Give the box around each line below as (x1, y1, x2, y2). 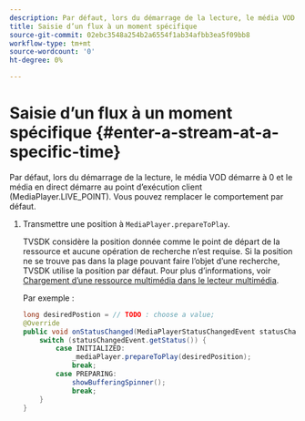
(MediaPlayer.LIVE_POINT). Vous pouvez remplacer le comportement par (9, 190, 284, 201)
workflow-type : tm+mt (9, 38, 92, 48)
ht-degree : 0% (9, 56, 64, 65)
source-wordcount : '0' (9, 47, 96, 56)
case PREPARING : (56, 370, 117, 379)
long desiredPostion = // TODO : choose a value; (22, 310, 216, 319)
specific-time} (9, 142, 121, 162)
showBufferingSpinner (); (71, 377, 167, 387)
